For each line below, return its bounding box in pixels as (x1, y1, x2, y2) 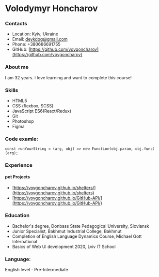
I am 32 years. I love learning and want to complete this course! (5, 74, 132, 80)
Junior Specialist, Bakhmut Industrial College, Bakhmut (12, 228, 122, 234)
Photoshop (12, 118, 34, 124)
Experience (5, 162, 32, 169)
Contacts (5, 20, 28, 27)
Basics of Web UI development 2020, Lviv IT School (12, 244, 116, 249)
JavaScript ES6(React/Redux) (12, 108, 72, 114)
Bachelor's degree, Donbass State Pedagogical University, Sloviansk (12, 223, 149, 229)
